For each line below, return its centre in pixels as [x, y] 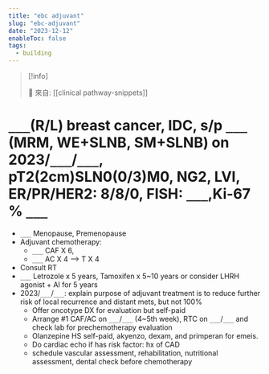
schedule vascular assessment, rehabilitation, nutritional [125, 353]
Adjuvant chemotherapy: [61, 241]
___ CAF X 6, [53, 250]
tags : [17, 46]
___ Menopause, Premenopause [73, 233]
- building [34, 53]
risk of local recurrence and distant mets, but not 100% [111, 302]
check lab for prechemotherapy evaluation [102, 327]
